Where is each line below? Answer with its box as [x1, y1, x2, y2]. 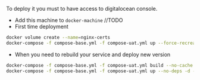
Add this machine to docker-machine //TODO [14, 17, 123, 23]
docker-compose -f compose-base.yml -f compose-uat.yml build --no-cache [6, 62, 193, 68]
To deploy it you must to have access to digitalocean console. [6, 5, 158, 12]
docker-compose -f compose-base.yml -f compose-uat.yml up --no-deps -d [6, 68, 190, 74]
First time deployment [14, 23, 68, 30]
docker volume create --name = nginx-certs [6, 35, 111, 41]
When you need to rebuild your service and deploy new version [14, 51, 171, 58]
